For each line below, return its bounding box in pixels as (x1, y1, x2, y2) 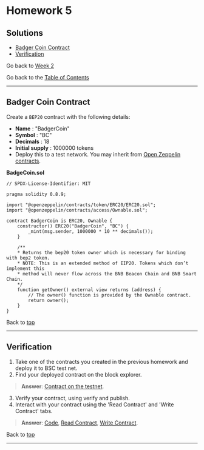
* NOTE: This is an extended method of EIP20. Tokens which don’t (17, 260, 189, 266)
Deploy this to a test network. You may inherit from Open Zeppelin (15, 150, 181, 158)
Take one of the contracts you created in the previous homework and (15, 358, 188, 365)
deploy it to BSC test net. (15, 364, 78, 372)
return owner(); (28, 297, 69, 303)
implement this (6, 265, 45, 272)
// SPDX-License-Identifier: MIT (6, 180, 91, 187)
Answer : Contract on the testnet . (21, 383, 104, 390)
